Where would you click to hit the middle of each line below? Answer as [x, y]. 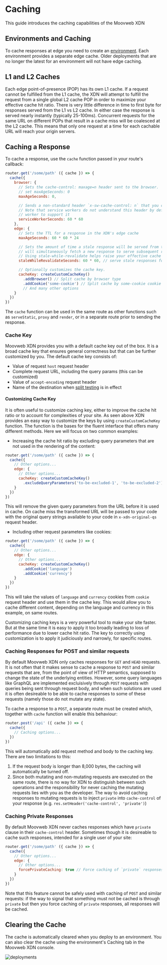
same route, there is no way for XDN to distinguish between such [79, 782]
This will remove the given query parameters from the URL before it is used [82, 506]
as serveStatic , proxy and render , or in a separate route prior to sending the [83, 317]
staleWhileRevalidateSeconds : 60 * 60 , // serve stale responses [87, 261]
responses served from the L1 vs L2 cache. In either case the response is [80, 110]
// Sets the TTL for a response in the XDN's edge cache [79, 233]
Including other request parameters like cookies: [62, 532]
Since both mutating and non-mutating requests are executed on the [83, 777]
